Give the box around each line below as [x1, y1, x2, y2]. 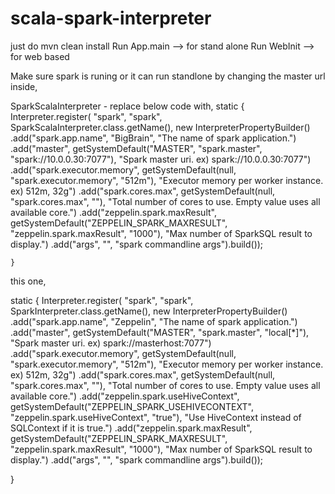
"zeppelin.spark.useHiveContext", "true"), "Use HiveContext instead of [10, 411, 302, 423]
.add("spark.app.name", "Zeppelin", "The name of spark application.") [10, 315, 298, 327]
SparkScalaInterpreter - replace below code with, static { [10, 100, 245, 112]
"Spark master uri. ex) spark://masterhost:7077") [10, 337, 212, 349]
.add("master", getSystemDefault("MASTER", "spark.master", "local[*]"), [10, 326, 310, 338]
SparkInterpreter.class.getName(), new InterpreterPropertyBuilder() [10, 305, 288, 317]
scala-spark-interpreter [10, 7, 212, 30]
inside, [10, 80, 38, 92]
